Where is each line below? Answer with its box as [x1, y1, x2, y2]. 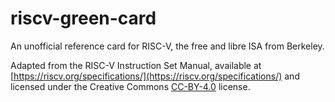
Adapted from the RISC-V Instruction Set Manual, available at [10, 59, 262, 71]
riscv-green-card [10, 7, 157, 30]
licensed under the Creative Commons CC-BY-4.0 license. [10, 80, 251, 92]
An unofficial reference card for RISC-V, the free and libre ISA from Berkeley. [10, 40, 325, 52]
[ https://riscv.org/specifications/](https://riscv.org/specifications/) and [10, 70, 300, 82]
